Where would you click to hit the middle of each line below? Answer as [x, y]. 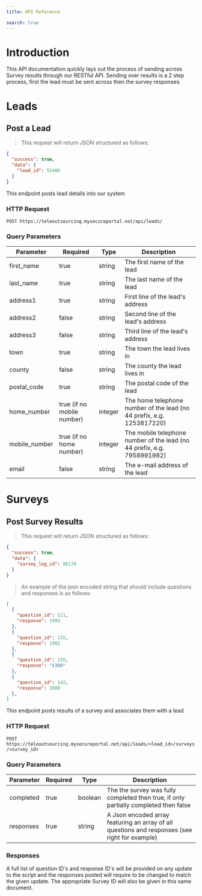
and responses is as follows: [56, 593]
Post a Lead [29, 128]
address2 [23, 318]
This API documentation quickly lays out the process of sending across [94, 69]
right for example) [132, 837]
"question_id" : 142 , [43, 682]
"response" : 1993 [39, 621]
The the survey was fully [141, 790]
